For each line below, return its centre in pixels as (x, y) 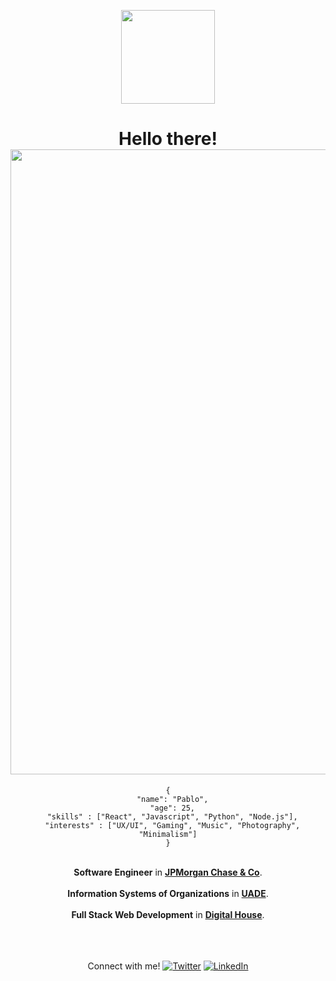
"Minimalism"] (168, 834)
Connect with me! (124, 966)
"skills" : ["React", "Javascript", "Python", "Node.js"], (172, 816)
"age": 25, (172, 808)
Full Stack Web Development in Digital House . (168, 914)
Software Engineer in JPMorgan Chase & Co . (168, 872)
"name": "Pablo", (172, 799)
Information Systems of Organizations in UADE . (168, 893)
